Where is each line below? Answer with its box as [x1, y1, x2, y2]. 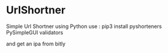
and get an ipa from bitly [6, 40, 66, 47]
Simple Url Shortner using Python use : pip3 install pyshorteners [6, 23, 162, 30]
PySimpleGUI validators [6, 29, 64, 36]
